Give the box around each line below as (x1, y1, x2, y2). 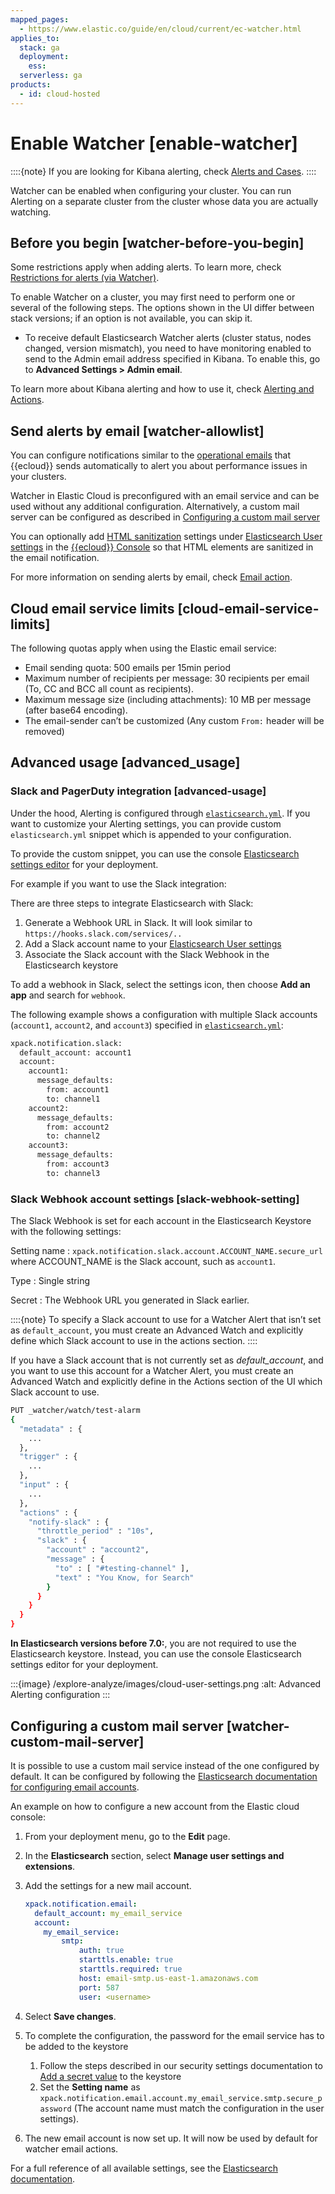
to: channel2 (46, 1131, 101, 1141)
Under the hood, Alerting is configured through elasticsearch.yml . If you (10, 807, 311, 819)
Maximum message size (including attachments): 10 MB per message (24, 694, 312, 705)
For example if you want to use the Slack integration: (10, 877, 227, 890)
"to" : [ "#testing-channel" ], (54, 1563, 190, 1573)
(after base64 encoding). (24, 704, 128, 716)
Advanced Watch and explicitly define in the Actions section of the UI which (10, 1376, 323, 1388)
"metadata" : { (19, 1424, 83, 1434)
